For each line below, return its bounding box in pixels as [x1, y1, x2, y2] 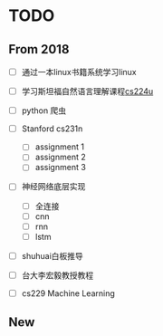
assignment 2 [34, 151, 87, 163]
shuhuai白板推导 [21, 250, 83, 261]
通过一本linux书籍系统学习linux [21, 67, 137, 77]
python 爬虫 [21, 105, 67, 116]
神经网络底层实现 [21, 181, 86, 192]
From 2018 [8, 42, 70, 57]
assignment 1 [34, 141, 85, 152]
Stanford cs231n [21, 123, 83, 134]
